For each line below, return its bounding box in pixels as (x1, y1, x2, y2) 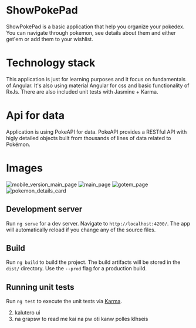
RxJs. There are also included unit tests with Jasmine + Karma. (6, 88, 158, 95)
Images (6, 161, 43, 174)
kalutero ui (14, 309, 40, 316)
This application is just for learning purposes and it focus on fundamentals (6, 75, 186, 82)
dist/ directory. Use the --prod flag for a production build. (6, 265, 147, 272)
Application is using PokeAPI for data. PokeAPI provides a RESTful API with (6, 128, 187, 135)
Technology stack (6, 57, 96, 69)
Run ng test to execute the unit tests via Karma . (6, 298, 122, 305)
